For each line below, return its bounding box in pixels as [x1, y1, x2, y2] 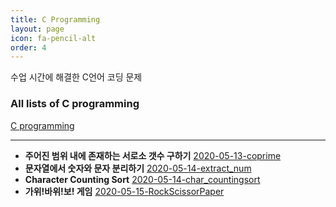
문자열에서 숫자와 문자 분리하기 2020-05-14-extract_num [24, 162, 252, 174]
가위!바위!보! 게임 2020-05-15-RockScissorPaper [24, 185, 225, 197]
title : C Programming [10, 14, 101, 25]
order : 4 [10, 42, 47, 53]
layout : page [10, 24, 65, 34]
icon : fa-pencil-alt [10, 33, 97, 43]
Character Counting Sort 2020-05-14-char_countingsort [24, 173, 261, 185]
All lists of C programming [10, 97, 140, 111]
